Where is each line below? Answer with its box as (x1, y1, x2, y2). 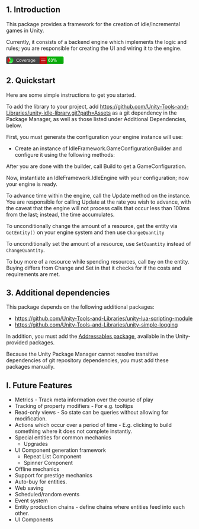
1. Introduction (6, 5, 60, 15)
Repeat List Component (23, 453, 82, 460)
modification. (14, 415, 47, 422)
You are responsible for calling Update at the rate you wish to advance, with (6, 198, 191, 205)
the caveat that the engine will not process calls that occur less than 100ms (6, 204, 190, 211)
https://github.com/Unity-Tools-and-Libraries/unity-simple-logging (14, 321, 178, 328)
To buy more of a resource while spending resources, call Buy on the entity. (6, 258, 190, 265)
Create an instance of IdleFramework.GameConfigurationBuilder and (14, 145, 182, 152)
